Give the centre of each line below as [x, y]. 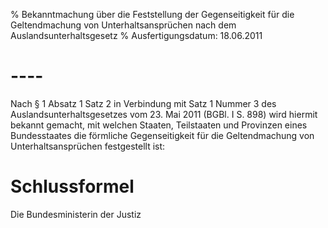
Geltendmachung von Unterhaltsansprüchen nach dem [123, 25]
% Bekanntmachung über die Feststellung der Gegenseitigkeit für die [152, 14]
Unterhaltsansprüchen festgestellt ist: [88, 146]
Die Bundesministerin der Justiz [76, 214]
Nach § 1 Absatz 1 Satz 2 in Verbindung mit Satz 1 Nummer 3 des [143, 103]
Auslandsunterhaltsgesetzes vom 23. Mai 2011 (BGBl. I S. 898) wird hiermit [164, 114]
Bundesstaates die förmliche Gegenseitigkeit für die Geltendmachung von [162, 135]
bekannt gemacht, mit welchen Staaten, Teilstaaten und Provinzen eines [159, 125]
